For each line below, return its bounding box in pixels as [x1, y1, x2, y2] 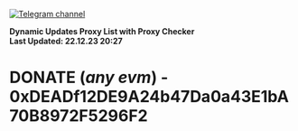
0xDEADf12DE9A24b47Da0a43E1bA [9, 87, 289, 108]
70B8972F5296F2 [9, 106, 148, 126]
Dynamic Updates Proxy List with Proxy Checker [9, 26, 195, 36]
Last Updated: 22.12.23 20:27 [9, 36, 124, 46]
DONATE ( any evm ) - [9, 68, 169, 88]
